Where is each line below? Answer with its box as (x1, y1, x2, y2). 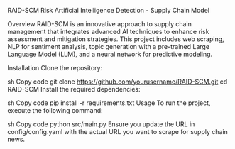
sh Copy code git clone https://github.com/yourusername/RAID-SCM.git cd (7, 77, 228, 86)
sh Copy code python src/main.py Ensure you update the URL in (7, 120, 195, 128)
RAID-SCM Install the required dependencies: (7, 85, 141, 93)
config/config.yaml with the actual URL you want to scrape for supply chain (7, 128, 229, 136)
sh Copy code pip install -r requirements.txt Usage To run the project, (7, 99, 211, 107)
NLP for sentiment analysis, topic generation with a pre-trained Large (7, 43, 210, 50)
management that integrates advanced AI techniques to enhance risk (7, 28, 209, 35)
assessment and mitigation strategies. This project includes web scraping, (7, 35, 225, 43)
